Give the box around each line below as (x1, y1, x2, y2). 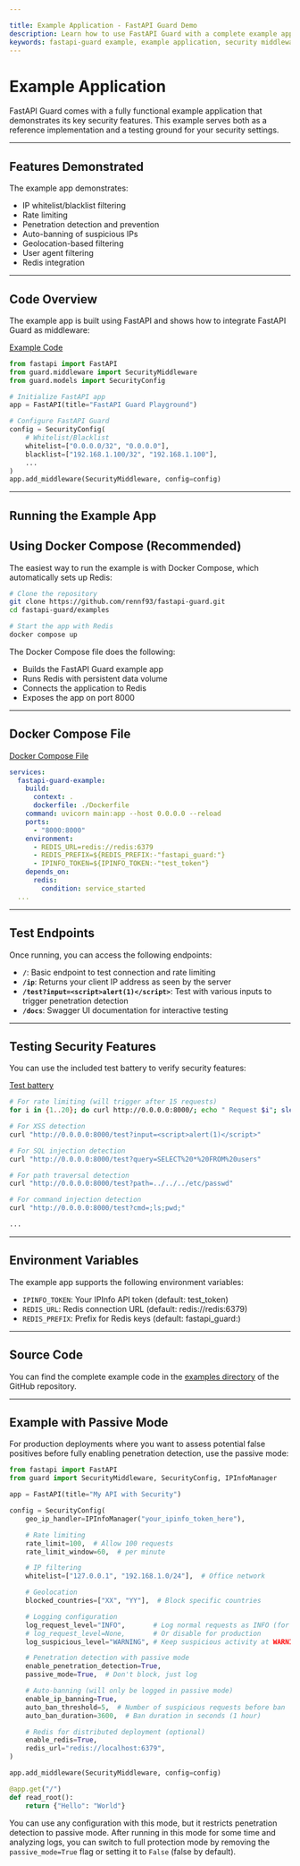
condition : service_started (41, 883, 146, 893)
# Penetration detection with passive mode (25, 1653, 190, 1663)
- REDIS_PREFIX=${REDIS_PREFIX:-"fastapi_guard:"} (32, 851, 226, 860)
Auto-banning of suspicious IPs (21, 229, 138, 240)
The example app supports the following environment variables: (9, 1276, 244, 1287)
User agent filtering (21, 248, 94, 259)
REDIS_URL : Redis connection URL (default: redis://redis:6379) (21, 1303, 248, 1314)
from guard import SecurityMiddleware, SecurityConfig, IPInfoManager (9, 1474, 278, 1483)
